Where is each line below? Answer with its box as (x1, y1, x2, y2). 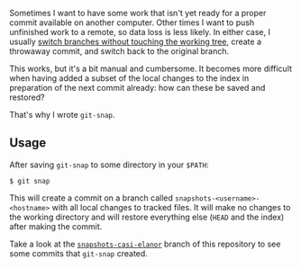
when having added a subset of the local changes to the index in (9, 73, 250, 84)
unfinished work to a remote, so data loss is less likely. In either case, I (9, 27, 270, 37)
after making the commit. (9, 220, 103, 232)
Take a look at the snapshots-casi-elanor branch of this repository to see (9, 238, 281, 249)
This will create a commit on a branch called (9, 192, 174, 203)
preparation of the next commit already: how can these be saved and (9, 83, 266, 93)
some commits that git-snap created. (9, 247, 149, 259)
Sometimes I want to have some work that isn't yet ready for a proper (9, 8, 267, 18)
